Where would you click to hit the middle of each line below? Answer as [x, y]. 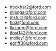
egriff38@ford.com [29, 43]
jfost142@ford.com [28, 33]
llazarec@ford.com [28, 28]
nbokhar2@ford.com [30, 7]
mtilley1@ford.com [28, 38]
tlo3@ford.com [24, 22]
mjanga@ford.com [28, 12]
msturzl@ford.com [28, 17]
